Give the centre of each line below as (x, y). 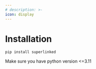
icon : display (20, 14)
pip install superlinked (31, 52)
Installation (29, 39)
